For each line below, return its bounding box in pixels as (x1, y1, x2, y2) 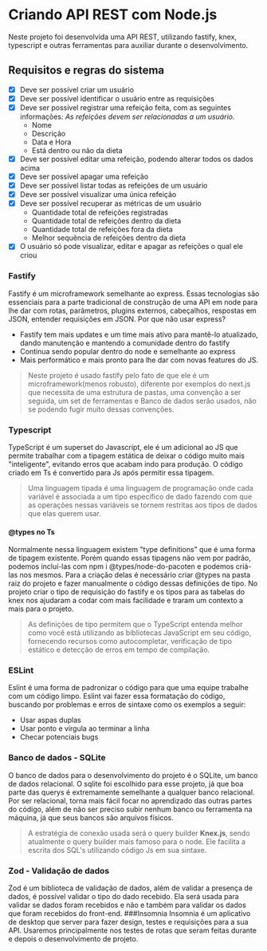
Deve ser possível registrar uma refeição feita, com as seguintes (19, 102, 231, 112)
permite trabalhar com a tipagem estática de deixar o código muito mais (8, 451, 245, 460)
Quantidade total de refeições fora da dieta (31, 225, 173, 235)
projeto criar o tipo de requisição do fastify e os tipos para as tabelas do (8, 587, 245, 597)
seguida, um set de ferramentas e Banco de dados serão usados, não (27, 396, 257, 405)
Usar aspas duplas (19, 716, 81, 725)
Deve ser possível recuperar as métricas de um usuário (19, 199, 202, 208)
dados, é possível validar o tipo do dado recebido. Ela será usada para (8, 892, 239, 901)
